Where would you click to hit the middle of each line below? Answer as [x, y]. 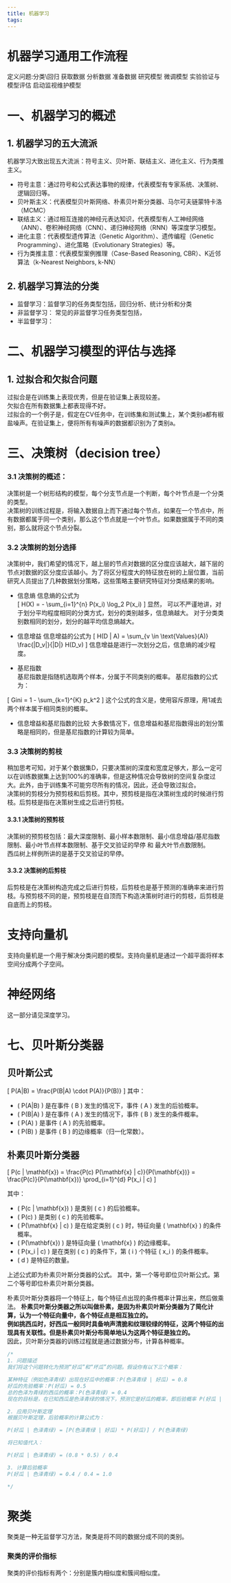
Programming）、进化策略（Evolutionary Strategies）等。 [98, 245]
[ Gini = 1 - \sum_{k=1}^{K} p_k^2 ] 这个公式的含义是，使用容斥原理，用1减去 [115, 700]
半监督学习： [35, 321]
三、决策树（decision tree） [88, 454]
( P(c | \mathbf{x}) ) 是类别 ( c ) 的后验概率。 [80, 1208]
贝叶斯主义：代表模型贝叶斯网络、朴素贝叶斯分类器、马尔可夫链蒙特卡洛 [119, 202]
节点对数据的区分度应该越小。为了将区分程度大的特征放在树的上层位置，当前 [115, 572]
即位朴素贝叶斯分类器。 [64, 1283]
